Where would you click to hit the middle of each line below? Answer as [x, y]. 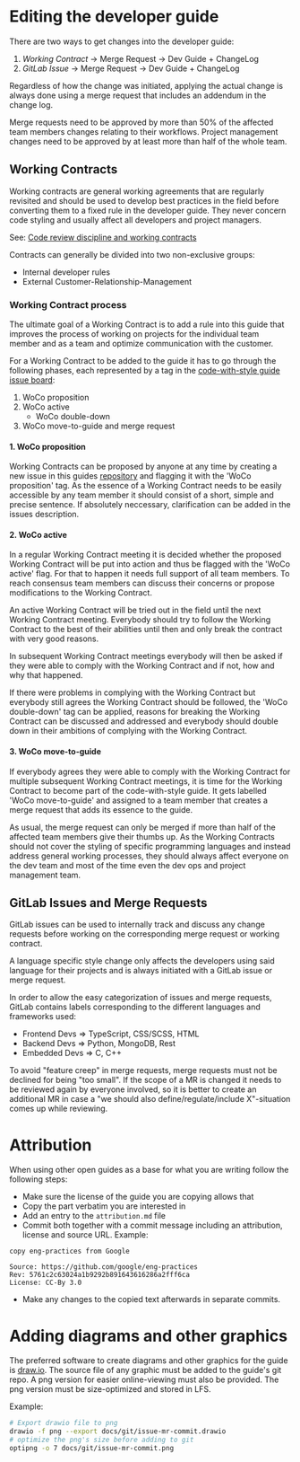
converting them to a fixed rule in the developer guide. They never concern [148, 210]
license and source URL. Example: [85, 1235]
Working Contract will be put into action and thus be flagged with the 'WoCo [150, 564]
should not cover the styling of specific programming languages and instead [150, 846]
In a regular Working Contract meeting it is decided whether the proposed [146, 555]
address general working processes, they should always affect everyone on [149, 856]
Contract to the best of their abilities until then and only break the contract [146, 630]
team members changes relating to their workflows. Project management [144, 131]
